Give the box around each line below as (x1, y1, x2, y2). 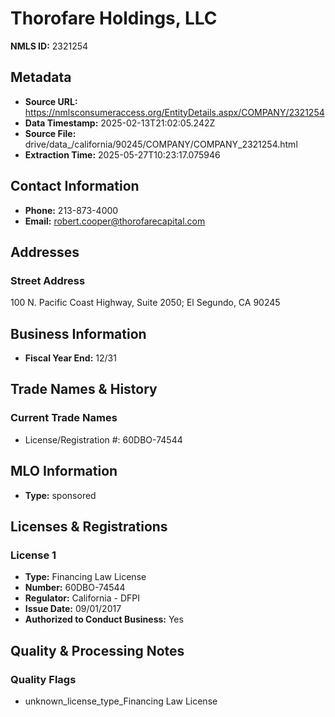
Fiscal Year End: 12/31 (24, 352, 117, 364)
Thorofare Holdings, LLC (10, 7, 218, 30)
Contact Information (10, 178, 140, 195)
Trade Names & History (10, 381, 158, 398)
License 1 (10, 548, 57, 562)
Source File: (24, 127, 77, 139)
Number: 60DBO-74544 (24, 582, 126, 594)
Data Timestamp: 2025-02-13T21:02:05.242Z (24, 117, 216, 129)
